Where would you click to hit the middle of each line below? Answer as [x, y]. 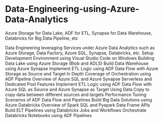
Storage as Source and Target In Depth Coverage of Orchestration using [78, 74]
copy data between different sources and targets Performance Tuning [76, 95]
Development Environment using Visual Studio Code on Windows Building [80, 58]
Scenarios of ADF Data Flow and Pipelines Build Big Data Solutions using [79, 99]
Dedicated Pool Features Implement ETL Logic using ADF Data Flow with [79, 84]
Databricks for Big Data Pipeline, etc [42, 38]
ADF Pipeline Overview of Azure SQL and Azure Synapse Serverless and [79, 79]
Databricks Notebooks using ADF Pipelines [49, 115]
